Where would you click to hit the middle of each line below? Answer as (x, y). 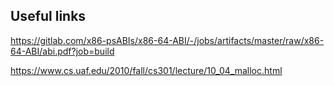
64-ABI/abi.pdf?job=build (62, 51)
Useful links (48, 16)
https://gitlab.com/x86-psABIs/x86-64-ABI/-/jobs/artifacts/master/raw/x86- (167, 40)
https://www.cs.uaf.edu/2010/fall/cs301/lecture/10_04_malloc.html (146, 70)
